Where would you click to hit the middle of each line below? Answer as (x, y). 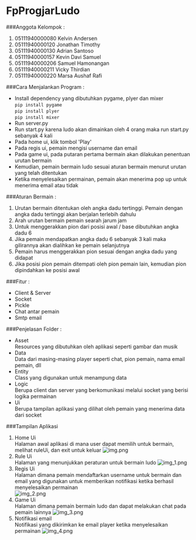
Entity (22, 371)
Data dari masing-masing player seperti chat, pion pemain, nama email (100, 359)
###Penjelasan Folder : (34, 329)
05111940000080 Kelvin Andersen (56, 38)
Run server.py (31, 123)
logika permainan (35, 396)
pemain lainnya (33, 512)
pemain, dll (28, 365)
